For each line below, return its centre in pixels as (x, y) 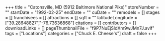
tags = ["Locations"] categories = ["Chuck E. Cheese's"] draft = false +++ (81, 33)
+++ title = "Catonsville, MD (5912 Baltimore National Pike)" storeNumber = (82, 7)
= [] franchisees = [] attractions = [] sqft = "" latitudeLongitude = (71, 18)
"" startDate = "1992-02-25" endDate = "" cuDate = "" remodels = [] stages (82, 12)
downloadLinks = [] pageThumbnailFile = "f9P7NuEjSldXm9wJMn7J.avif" (80, 28)
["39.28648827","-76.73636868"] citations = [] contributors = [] (71, 23)
